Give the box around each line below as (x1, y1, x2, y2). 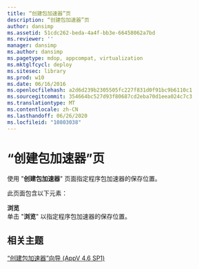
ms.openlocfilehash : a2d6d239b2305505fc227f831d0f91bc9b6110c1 (7, 87, 193, 94)
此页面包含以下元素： (7, 189, 67, 197)
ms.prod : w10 (7, 74, 45, 81)
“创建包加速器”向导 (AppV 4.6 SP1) (7, 254, 105, 262)
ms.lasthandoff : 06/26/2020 (7, 112, 88, 119)
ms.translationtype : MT (7, 100, 76, 107)
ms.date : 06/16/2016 (7, 80, 67, 87)
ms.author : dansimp (7, 49, 63, 56)
